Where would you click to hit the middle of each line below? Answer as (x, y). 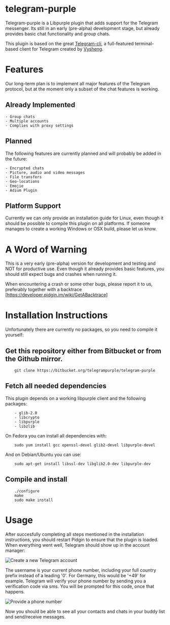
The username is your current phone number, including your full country (81, 570)
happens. (15, 591)
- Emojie (14, 186)
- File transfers (24, 177)
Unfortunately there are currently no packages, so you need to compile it (81, 330)
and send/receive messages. (36, 617)
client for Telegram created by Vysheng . (61, 49)
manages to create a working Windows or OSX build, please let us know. (81, 229)
